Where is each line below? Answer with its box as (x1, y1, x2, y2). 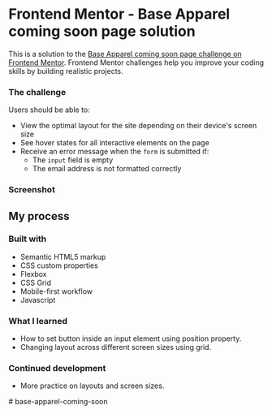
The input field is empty (32, 155, 114, 165)
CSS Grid (19, 278, 51, 287)
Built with (8, 233, 47, 244)
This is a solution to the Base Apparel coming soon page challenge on (8, 49, 242, 58)
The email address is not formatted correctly (32, 164, 182, 174)
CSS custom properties (19, 261, 99, 270)
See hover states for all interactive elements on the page (19, 138, 209, 148)
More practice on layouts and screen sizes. (19, 381, 165, 390)
